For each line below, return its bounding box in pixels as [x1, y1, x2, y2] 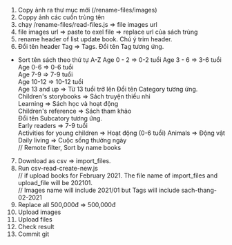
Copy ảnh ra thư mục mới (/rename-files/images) [17, 6, 157, 14]
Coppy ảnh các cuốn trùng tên [17, 13, 106, 21]
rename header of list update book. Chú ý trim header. [17, 35, 173, 43]
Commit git [17, 230, 50, 238]
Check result [17, 223, 55, 231]
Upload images [17, 208, 61, 216]
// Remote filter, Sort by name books [17, 144, 122, 151]
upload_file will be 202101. [17, 179, 93, 187]
